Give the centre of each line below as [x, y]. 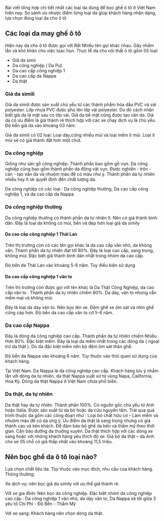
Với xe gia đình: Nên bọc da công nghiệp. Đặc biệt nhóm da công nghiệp [79, 493]
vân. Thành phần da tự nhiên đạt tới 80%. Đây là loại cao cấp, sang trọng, [80, 250]
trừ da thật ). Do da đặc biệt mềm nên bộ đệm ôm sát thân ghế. [69, 347]
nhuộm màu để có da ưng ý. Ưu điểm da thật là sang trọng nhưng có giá [78, 421]
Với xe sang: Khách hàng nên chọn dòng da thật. [54, 513]
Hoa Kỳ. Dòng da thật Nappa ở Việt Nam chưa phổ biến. [61, 381]
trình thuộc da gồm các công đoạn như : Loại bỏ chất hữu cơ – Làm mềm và [82, 415]
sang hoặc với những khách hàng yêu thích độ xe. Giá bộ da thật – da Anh [80, 436]
